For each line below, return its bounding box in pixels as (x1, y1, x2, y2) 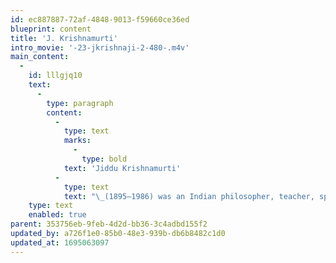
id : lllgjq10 (28, 71, 83, 81)
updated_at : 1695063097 (10, 237, 110, 248)
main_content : (10, 52, 70, 62)
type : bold (81, 154, 128, 164)
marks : (63, 136, 92, 146)
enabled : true (28, 210, 87, 220)
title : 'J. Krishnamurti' (10, 33, 118, 43)
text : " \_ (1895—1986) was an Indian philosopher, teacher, (63, 191, 315, 201)
